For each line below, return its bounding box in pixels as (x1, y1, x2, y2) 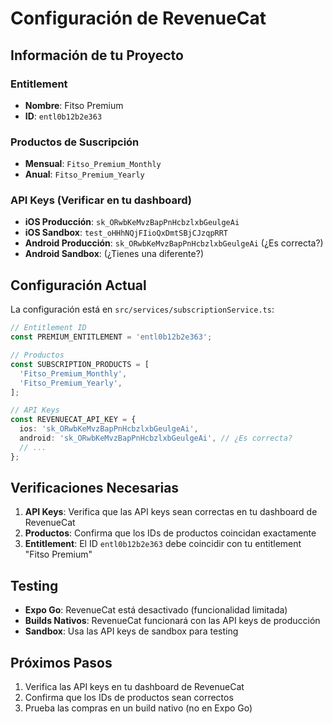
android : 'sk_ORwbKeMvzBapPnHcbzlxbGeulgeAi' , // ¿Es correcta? (19, 433, 293, 444)
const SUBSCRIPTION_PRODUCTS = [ (10, 359, 150, 369)
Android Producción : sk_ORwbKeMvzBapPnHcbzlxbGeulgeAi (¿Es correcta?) (24, 237, 324, 249)
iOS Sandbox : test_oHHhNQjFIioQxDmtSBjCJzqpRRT (24, 227, 229, 239)
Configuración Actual (10, 277, 147, 294)
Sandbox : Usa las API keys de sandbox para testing (24, 625, 239, 637)
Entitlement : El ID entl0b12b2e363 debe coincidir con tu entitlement (24, 538, 302, 550)
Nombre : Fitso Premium (24, 99, 124, 111)
